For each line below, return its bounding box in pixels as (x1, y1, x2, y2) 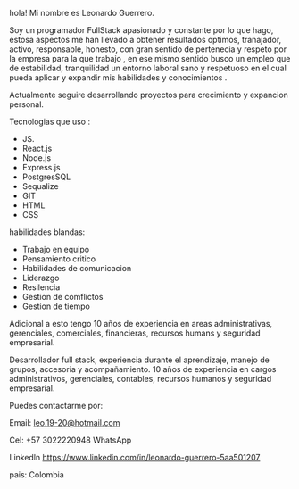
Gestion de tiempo (21, 301, 91, 311)
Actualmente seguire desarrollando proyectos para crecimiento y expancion (9, 89, 288, 100)
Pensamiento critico (21, 253, 96, 264)
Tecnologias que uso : (9, 116, 91, 127)
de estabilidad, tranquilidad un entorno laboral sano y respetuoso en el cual (9, 62, 287, 73)
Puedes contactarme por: (9, 401, 104, 410)
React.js (21, 143, 53, 153)
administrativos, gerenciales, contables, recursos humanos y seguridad (9, 374, 272, 384)
